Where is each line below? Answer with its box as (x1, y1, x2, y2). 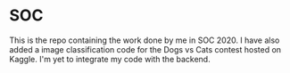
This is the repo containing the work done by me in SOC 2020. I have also (9, 35, 280, 45)
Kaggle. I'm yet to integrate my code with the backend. (9, 53, 211, 64)
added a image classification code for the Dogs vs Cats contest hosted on (9, 44, 282, 54)
